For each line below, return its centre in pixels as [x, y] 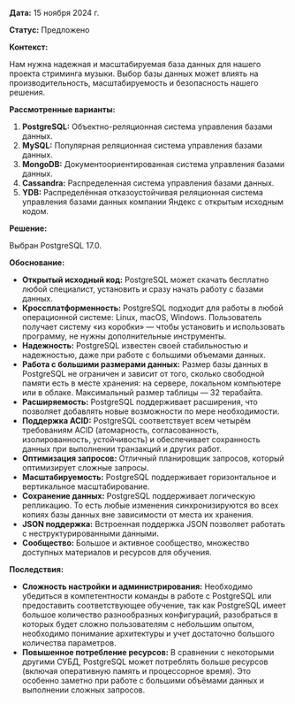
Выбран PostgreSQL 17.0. [56, 245]
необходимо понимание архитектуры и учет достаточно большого [148, 633]
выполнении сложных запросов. [83, 690]
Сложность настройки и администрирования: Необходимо [137, 586]
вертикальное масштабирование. [86, 486]
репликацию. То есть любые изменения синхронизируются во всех [150, 505]
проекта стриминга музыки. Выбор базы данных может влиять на [134, 73]
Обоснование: [37, 263]
